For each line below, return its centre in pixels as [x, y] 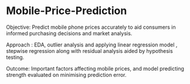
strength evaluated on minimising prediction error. [66, 75]
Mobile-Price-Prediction [67, 11]
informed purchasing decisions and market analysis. [69, 33]
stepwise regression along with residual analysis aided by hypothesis [89, 51]
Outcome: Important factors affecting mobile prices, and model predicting [95, 68]
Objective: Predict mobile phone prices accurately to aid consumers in [91, 27]
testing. [15, 57]
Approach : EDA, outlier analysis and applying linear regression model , [92, 45]
